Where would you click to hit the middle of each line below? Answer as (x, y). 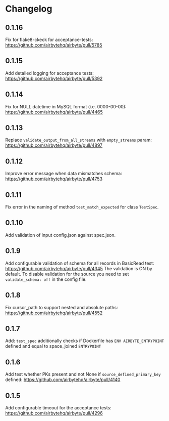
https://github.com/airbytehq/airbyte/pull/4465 (54, 112)
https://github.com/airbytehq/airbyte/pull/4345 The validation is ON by (79, 268)
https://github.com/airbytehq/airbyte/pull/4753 (54, 179)
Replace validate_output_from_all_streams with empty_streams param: (79, 140)
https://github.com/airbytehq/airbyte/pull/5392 (54, 78)
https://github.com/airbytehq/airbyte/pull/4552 (54, 313)
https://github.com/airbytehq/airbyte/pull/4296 (54, 413)
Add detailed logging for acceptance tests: (50, 73)
